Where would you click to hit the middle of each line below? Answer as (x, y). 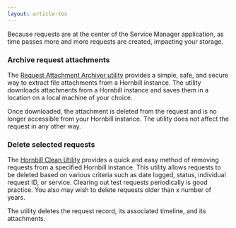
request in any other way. (44, 126)
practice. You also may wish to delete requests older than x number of (110, 190)
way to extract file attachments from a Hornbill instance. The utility (104, 83)
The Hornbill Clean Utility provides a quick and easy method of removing (113, 160)
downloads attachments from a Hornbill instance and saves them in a (108, 90)
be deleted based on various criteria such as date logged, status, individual (117, 175)
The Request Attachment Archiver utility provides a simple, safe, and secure (118, 75)
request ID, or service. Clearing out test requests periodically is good (108, 182)
